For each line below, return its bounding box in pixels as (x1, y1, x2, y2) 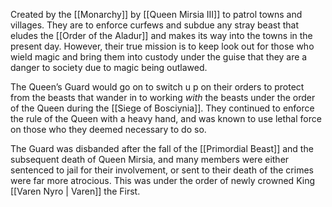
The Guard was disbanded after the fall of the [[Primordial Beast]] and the (10, 143, 314, 154)
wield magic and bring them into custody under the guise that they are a (10, 51, 308, 63)
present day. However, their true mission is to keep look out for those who (10, 40, 315, 52)
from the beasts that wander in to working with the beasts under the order (10, 92, 316, 103)
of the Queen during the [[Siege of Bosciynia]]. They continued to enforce (10, 102, 315, 114)
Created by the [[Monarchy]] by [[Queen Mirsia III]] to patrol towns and (10, 9, 303, 20)
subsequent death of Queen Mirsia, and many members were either (10, 154, 290, 165)
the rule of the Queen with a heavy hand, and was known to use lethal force (10, 113, 322, 124)
